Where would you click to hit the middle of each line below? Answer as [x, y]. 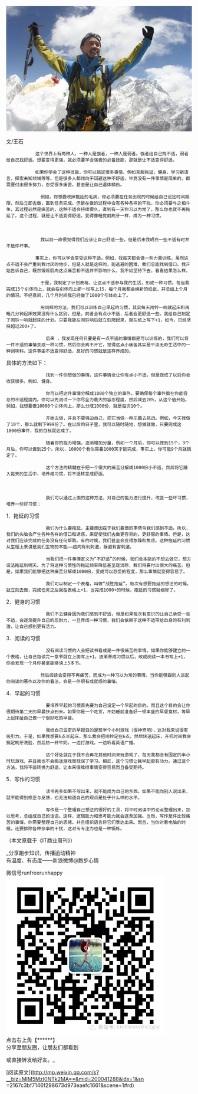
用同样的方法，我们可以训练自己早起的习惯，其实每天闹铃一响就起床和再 [115, 307]
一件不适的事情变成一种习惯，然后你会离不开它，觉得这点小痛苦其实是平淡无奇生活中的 [96, 345]
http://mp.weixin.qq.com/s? [65, 1072]
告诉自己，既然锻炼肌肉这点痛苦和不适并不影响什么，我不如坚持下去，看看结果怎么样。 [100, 271]
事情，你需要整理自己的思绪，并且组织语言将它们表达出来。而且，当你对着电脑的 [98, 822]
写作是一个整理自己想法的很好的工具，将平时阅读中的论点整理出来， [116, 810]
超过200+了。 [25, 326]
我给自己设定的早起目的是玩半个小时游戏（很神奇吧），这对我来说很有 [117, 730]
